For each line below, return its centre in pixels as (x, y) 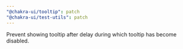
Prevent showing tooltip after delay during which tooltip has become (91, 34)
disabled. (18, 41)
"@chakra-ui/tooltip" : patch (43, 12)
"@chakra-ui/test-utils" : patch (47, 17)
